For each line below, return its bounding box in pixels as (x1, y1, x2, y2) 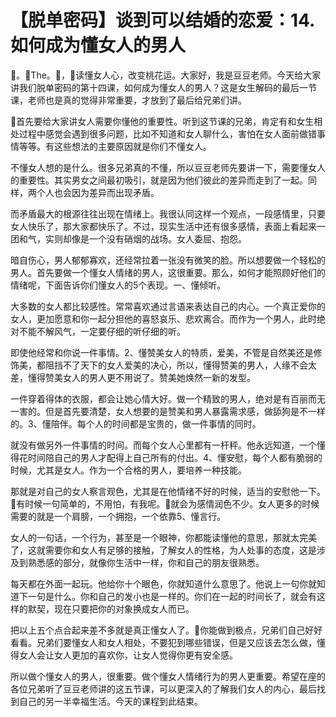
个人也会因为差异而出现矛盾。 (36, 186, 160, 198)
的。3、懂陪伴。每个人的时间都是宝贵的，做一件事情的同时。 (10, 417, 262, 430)
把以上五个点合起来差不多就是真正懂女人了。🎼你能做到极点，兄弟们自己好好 (10, 624, 323, 636)
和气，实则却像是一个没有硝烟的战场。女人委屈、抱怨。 (18, 232, 247, 245)
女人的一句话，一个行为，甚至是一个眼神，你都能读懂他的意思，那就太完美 (10, 531, 317, 543)
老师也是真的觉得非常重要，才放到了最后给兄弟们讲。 (27, 94, 247, 106)
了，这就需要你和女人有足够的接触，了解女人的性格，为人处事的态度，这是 (10, 544, 317, 556)
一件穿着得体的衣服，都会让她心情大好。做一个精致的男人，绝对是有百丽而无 (10, 392, 326, 405)
